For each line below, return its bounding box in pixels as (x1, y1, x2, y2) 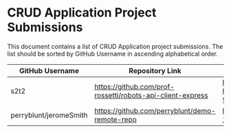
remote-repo (94, 114, 137, 124)
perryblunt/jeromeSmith (10, 110, 88, 120)
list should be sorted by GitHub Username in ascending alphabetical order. (7, 50, 219, 58)
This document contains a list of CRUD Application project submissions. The (7, 42, 223, 50)
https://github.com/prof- (94, 81, 175, 91)
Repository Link (129, 65, 181, 75)
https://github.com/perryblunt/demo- (94, 105, 216, 115)
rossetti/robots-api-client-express (94, 90, 208, 100)
